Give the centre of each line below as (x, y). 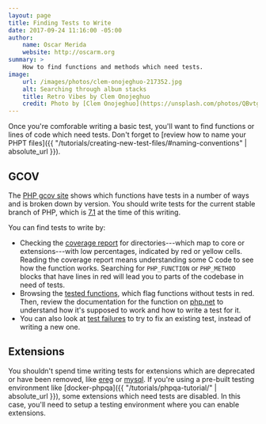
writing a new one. (50, 327)
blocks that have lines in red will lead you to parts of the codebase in (131, 276)
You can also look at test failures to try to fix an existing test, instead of (135, 318)
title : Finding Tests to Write (60, 23)
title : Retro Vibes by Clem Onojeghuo (86, 97)
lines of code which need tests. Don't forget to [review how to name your (127, 134)
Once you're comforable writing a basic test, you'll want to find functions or (131, 127)
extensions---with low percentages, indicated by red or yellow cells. (131, 251)
